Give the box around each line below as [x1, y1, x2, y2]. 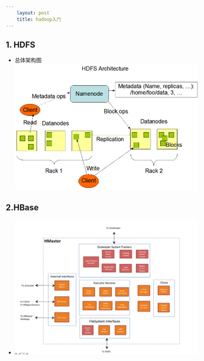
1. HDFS [5, 40, 36, 50]
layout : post [16, 10, 50, 16]
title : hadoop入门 [16, 16, 62, 23]
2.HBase [5, 202, 39, 213]
